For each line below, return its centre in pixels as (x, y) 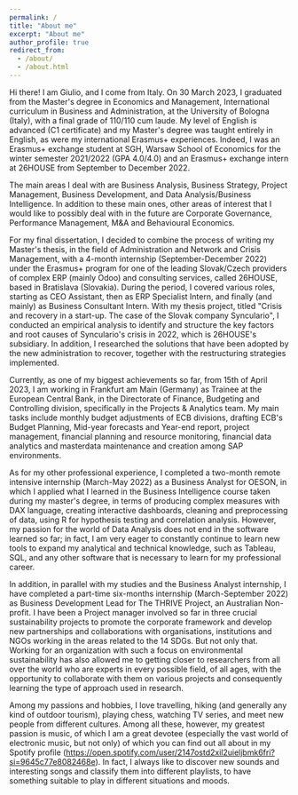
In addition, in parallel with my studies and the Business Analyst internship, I (148, 584)
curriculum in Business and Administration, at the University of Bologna (140, 111)
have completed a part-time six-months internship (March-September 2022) (149, 593)
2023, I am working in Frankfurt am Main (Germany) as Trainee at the (136, 389)
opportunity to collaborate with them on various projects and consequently (146, 678)
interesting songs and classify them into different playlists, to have (130, 771)
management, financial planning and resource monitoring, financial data (141, 436)
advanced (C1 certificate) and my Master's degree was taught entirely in (141, 130)
